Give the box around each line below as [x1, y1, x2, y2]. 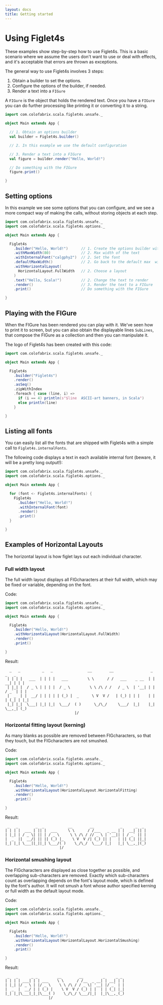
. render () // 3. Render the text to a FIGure [14, 282, 153, 287]
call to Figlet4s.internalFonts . [5, 445, 68, 451]
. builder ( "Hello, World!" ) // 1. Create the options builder [14, 246, 151, 251]
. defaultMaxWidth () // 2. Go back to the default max [14, 260, 151, 265]
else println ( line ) [17, 400, 57, 405]
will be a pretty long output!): [5, 460, 63, 466]
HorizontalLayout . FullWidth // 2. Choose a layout [17, 269, 127, 273]
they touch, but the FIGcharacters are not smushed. [5, 738, 108, 744]
